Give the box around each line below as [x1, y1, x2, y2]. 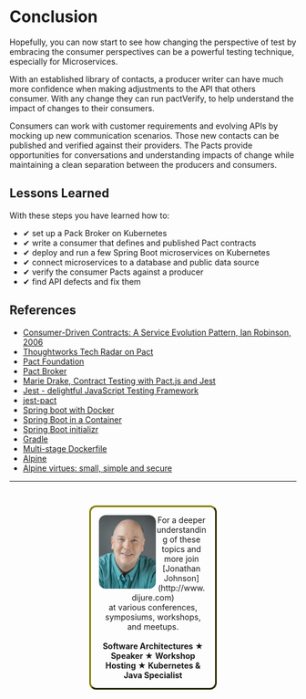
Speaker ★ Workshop [110, 650, 196, 661]
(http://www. [158, 582, 206, 593]
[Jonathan [162, 563, 201, 574]
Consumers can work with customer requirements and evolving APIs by [9, 120, 279, 131]
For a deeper [157, 514, 206, 526]
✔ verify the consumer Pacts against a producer [22, 266, 204, 277]
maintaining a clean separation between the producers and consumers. [9, 159, 278, 170]
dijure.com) [131, 591, 175, 603]
